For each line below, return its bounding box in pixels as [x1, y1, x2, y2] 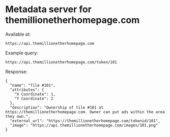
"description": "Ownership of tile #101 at [10, 105, 103, 110]
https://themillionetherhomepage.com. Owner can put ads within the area [5, 109, 165, 115]
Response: [5, 68, 28, 75]
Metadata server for [5, 4, 92, 15]
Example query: [5, 50, 38, 56]
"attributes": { [10, 87, 44, 92]
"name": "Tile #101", [10, 83, 56, 88]
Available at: [5, 31, 31, 37]
